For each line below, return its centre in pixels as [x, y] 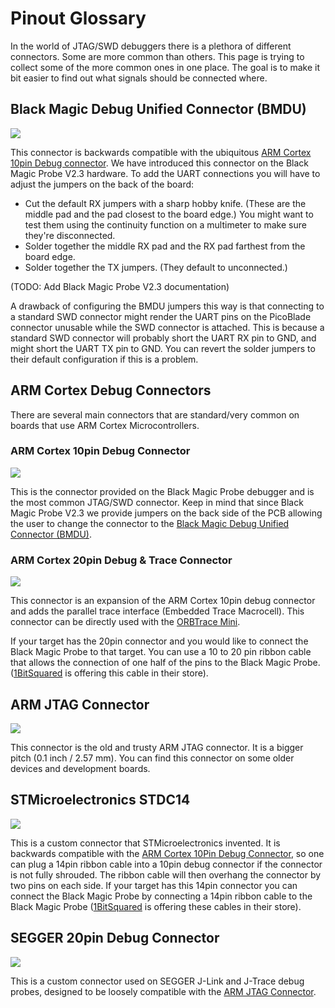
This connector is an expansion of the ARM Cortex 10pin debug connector [163, 601]
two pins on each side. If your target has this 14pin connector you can [154, 885]
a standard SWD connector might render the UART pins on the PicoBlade [161, 316]
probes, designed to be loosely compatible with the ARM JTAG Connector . [163, 991]
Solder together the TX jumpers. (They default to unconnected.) [156, 267]
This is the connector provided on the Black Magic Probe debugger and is [162, 491]
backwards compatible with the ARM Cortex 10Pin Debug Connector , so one [167, 853]
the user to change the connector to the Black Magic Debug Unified [150, 523]
